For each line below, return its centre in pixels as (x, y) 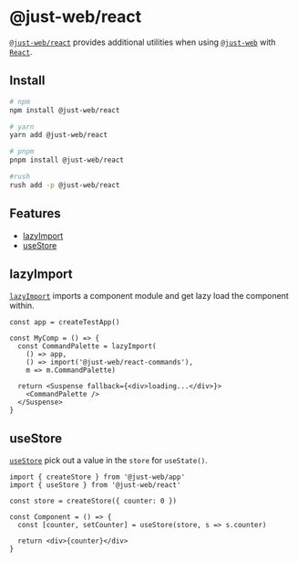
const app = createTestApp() (65, 323)
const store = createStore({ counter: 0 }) (93, 501)
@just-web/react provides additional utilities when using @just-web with (143, 42)
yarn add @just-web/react (58, 135)
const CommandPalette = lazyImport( (87, 346)
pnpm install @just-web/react (67, 160)
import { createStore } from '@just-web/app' (97, 477)
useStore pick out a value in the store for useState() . (108, 461)
